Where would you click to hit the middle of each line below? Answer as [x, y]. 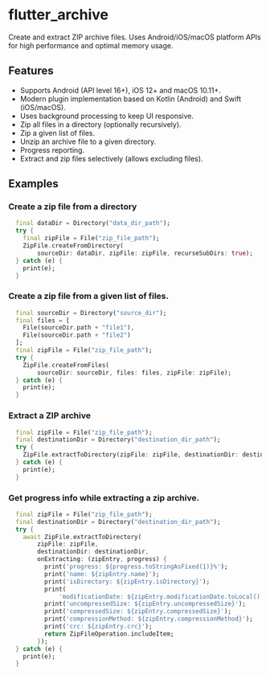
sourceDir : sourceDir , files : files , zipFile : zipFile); [134, 372]
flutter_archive [58, 15]
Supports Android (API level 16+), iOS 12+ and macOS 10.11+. [120, 90]
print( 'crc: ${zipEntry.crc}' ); [98, 627]
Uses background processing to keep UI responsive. [107, 116]
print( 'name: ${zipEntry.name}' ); [102, 574]
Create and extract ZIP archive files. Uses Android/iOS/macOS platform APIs [135, 37]
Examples [33, 184]
